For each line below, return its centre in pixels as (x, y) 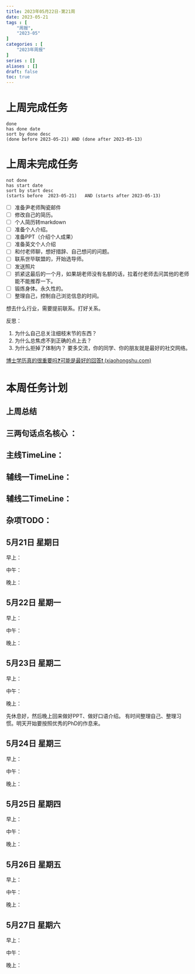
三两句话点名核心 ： (42, 433)
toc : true (18, 77)
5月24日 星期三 (34, 744)
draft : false (22, 72)
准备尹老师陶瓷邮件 (38, 207)
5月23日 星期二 (34, 663)
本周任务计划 (37, 388)
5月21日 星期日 (33, 542)
